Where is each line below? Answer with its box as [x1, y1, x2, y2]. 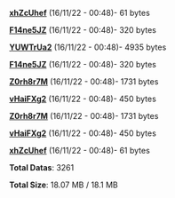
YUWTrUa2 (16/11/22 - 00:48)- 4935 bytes [9, 42, 167, 52]
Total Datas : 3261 [9, 162, 75, 172]
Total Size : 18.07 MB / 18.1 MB [9, 179, 118, 190]
